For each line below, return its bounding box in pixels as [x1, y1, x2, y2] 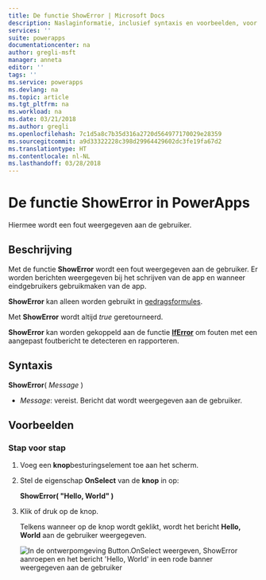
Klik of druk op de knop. [19, 507, 99, 516]
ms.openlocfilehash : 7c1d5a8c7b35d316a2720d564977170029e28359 [8, 130, 222, 138]
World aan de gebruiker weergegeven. [19, 531, 147, 540]
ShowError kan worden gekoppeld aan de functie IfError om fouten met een [8, 327, 258, 337]
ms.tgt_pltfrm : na [8, 100, 69, 108]
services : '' [8, 26, 52, 34]
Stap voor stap [8, 442, 66, 453]
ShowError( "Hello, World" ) [19, 491, 114, 501]
